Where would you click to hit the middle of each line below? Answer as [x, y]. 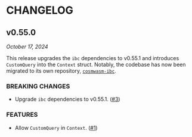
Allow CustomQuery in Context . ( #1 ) [56, 127]
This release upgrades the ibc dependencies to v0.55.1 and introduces [93, 58]
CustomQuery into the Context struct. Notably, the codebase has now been [96, 64]
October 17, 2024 [27, 46]
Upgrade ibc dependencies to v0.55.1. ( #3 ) [67, 99]
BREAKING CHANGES [38, 86]
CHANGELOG [40, 10]
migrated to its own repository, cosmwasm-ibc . [61, 71]
